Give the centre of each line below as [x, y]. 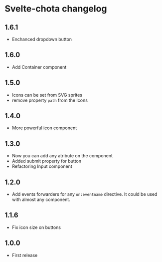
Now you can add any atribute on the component [62, 156]
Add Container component [39, 67]
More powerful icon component [44, 128]
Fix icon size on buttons [36, 227]
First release [25, 255]
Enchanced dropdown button [42, 39]
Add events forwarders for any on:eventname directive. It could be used [84, 194]
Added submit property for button [47, 161]
